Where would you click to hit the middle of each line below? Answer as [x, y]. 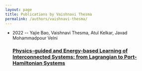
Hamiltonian [27, 63]
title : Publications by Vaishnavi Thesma [49, 14]
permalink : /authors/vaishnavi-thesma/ [46, 19]
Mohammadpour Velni [35, 38]
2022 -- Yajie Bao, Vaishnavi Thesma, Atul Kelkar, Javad [70, 33]
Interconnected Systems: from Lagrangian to [68, 57]
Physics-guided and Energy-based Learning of [70, 51]
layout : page [19, 10]
